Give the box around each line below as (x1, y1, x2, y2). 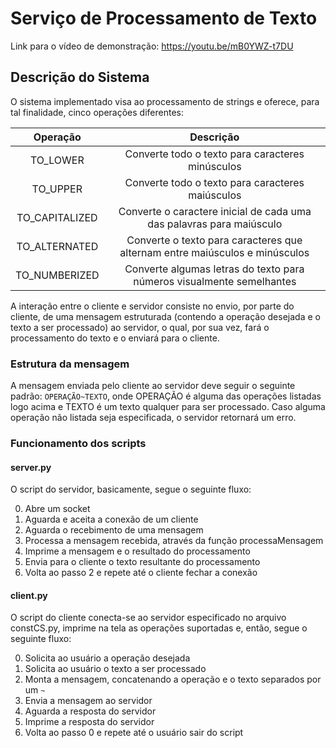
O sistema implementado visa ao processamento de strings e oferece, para (10, 95, 320, 107)
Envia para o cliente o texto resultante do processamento (24, 556, 261, 568)
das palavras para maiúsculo (147, 217, 283, 231)
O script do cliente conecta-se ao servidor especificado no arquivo (10, 612, 287, 624)
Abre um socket (24, 503, 91, 515)
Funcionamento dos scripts (10, 436, 147, 450)
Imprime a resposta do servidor (24, 716, 155, 728)
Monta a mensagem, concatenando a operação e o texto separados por (24, 673, 322, 686)
